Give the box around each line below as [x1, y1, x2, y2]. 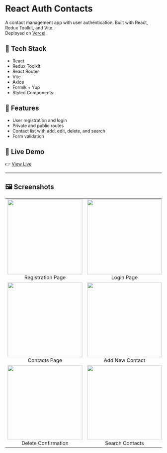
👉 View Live [5, 161, 32, 167]
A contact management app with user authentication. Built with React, [5, 19, 148, 25]
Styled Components [12, 89, 54, 95]
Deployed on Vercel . [5, 30, 47, 36]
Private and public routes [12, 123, 64, 129]
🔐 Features [5, 104, 39, 113]
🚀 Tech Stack [5, 44, 47, 53]
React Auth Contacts [5, 3, 93, 14]
